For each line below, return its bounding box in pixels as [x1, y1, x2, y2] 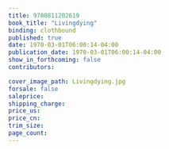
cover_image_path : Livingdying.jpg [8, 77, 126, 86]
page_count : [8, 129, 48, 137]
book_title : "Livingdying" [8, 19, 98, 27]
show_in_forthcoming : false [8, 56, 102, 64]
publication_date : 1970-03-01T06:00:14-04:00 [8, 48, 161, 56]
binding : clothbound [8, 26, 77, 34]
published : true [8, 33, 62, 42]
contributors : [8, 63, 56, 71]
